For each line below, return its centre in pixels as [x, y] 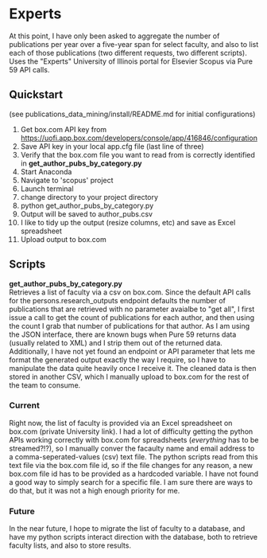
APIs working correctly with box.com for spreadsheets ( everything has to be [134, 439]
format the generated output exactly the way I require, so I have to [117, 360]
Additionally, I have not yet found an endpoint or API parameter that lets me [132, 351]
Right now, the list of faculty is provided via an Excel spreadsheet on [121, 423]
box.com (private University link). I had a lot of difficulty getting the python [131, 431]
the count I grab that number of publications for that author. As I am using [130, 326]
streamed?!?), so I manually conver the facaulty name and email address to [132, 448]
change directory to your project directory [89, 197]
